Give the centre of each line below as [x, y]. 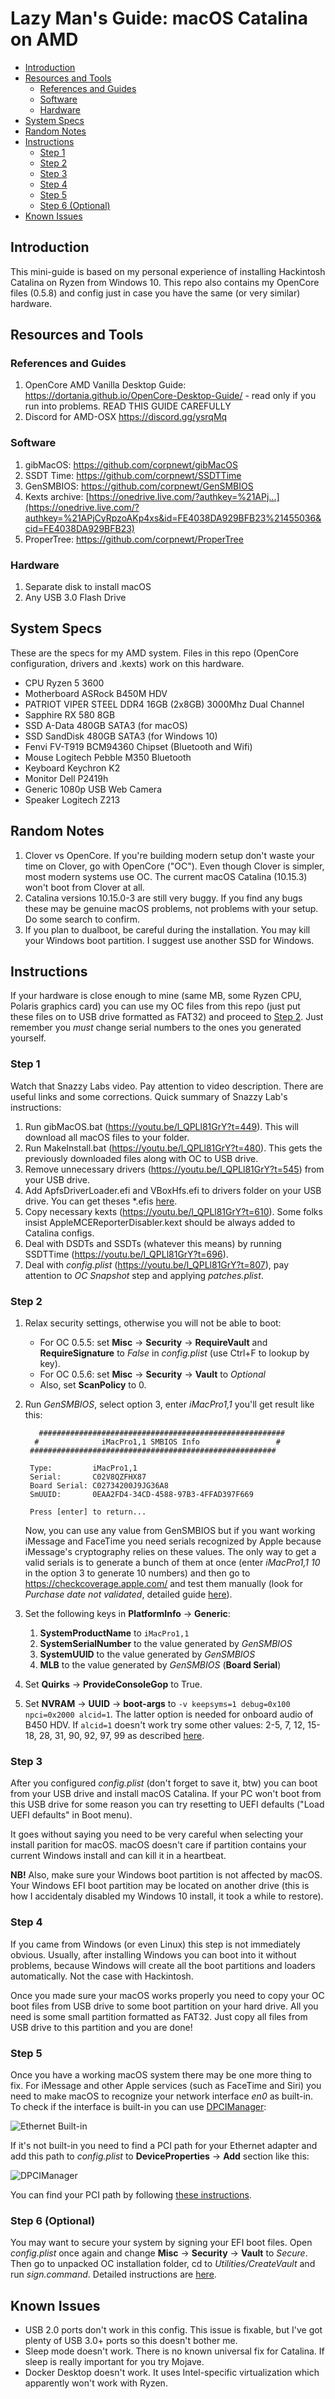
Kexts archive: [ [57, 496]
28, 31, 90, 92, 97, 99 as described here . [121, 1736]
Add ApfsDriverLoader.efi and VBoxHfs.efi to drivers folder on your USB [173, 1190]
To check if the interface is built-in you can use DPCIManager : [138, 2106]
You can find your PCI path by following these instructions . [131, 2194]
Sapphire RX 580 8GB [70, 714]
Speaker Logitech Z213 [72, 799]
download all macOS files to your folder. [107, 1137]
